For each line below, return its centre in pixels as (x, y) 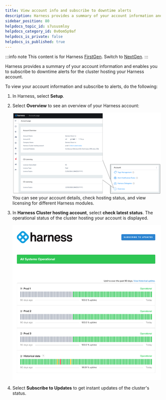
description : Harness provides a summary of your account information (79, 16)
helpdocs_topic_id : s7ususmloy (37, 26)
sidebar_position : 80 (27, 21)
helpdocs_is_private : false (34, 37)
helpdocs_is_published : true (35, 42)
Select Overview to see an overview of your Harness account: (76, 105)
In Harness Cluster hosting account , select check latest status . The (83, 212)
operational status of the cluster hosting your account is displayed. (80, 218)
